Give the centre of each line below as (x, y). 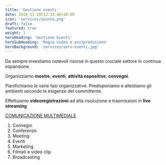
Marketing (23, 146)
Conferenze (24, 131)
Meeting (21, 136)
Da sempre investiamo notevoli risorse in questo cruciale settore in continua (83, 61)
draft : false (19, 24)
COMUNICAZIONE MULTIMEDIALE (41, 116)
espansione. (18, 66)
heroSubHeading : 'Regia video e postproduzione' (57, 42)
